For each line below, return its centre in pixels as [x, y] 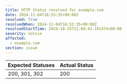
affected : [16, 39]
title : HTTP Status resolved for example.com [54, 10]
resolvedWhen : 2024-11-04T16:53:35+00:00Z [51, 24]
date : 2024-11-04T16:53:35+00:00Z [42, 15]
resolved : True [21, 19]
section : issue [21, 48]
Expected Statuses [31, 65]
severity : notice [24, 34]
